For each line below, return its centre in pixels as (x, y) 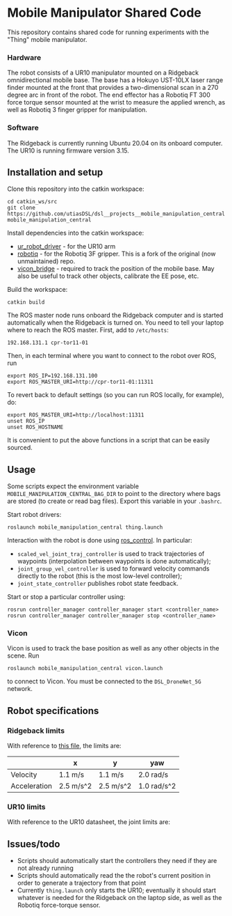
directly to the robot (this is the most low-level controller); (100, 576)
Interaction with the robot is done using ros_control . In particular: (100, 541)
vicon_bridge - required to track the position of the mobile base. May (116, 269)
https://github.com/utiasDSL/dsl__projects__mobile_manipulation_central (116, 214)
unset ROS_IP (26, 421)
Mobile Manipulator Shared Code (104, 13)
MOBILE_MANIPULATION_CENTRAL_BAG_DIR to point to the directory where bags (114, 494)
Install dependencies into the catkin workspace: (76, 233)
